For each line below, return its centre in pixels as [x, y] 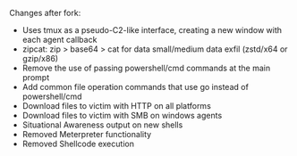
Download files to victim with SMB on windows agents [122, 115]
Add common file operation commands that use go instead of [135, 87]
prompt [36, 78]
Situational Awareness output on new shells [102, 125]
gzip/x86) [40, 58]
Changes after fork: [45, 13]
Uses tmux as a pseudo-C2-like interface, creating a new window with [152, 30]
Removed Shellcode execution [78, 144]
